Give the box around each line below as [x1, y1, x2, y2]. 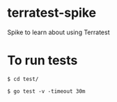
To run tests [7, 52, 78, 68]
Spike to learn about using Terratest [7, 28, 110, 36]
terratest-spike [7, 5, 96, 21]
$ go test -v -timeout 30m [7, 87, 86, 95]
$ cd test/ [7, 75, 39, 82]
